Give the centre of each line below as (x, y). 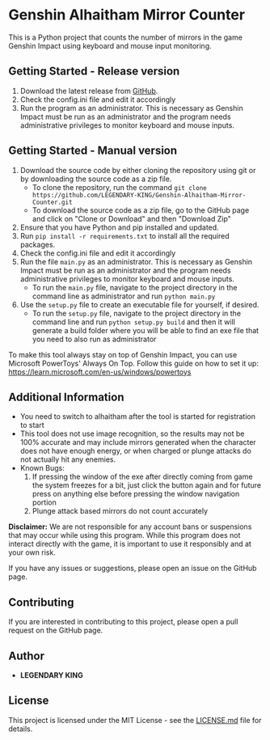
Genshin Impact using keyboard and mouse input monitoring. (110, 45)
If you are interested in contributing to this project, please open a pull (123, 622)
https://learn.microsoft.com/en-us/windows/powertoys (100, 372)
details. (21, 729)
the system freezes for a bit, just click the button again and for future (146, 485)
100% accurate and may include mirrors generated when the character (138, 442)
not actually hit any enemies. (67, 459)
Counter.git (52, 202)
